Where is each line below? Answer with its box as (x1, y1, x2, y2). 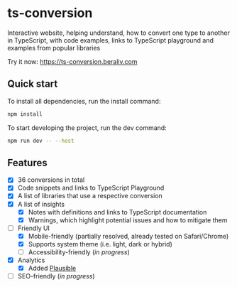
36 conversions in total (17, 175, 85, 184)
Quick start (7, 78, 58, 90)
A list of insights (17, 200, 65, 208)
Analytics (17, 256, 45, 264)
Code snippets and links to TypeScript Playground (17, 183, 165, 193)
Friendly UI (17, 224, 50, 232)
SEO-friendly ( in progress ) (17, 272, 95, 281)
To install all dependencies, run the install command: (7, 97, 161, 105)
